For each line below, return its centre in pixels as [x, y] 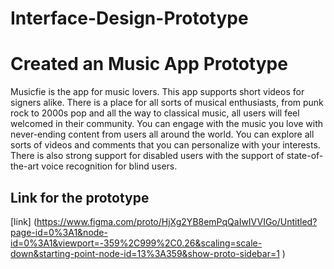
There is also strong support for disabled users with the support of [147, 156]
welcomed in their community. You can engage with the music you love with [167, 124]
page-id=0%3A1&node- [59, 232]
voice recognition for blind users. [109, 166]
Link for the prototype [80, 197]
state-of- [305, 156]
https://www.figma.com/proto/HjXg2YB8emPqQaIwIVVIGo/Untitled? [177, 221]
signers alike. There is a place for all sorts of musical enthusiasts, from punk [167, 103]
